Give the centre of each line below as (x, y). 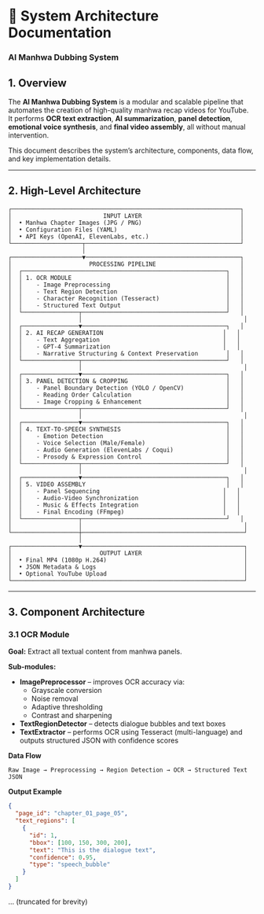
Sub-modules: (32, 667)
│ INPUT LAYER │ (126, 216)
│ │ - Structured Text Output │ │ (126, 305)
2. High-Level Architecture (75, 191)
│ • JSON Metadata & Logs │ (128, 567)
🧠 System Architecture (84, 16)
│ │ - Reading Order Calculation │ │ (126, 395)
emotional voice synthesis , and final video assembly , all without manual (127, 127)
